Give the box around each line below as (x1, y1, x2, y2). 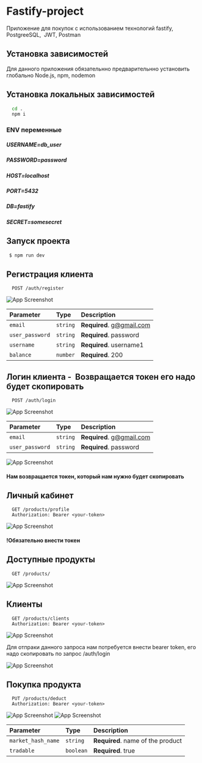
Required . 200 (81, 351, 123, 359)
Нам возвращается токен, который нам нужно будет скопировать (6, 473, 184, 480)
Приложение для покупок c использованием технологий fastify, (6, 24, 174, 32)
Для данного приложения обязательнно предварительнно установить (6, 65, 190, 72)
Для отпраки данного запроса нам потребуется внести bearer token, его (6, 643, 197, 650)
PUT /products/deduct (12, 696, 67, 702)
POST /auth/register (12, 285, 64, 291)
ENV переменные (6, 126, 62, 134)
